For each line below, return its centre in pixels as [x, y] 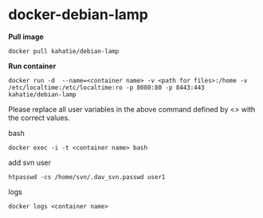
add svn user [30, 162]
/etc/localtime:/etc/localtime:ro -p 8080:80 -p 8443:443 [106, 88]
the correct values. [39, 118]
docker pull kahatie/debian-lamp [64, 51]
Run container [32, 66]
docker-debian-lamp [79, 15]
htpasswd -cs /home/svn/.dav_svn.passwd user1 [87, 177]
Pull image [26, 37]
